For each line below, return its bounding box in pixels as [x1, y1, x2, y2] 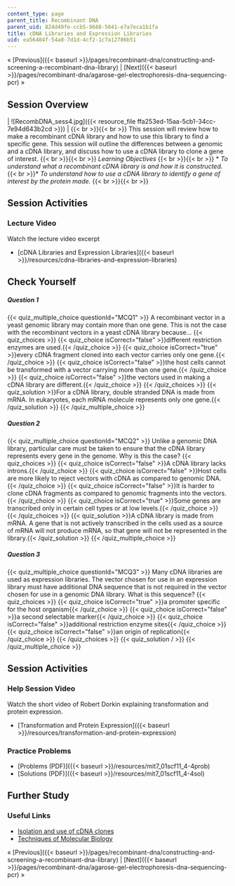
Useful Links [7, 811, 51, 821]
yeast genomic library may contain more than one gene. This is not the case [7, 321, 227, 329]
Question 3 [7, 550, 41, 558]
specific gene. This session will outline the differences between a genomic [7, 139, 223, 148]
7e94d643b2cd [7, 124, 53, 133]
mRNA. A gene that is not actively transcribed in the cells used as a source [7, 518, 223, 527]
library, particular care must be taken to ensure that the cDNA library [7, 444, 206, 452]
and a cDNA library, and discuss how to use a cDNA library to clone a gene [7, 147, 224, 155]
